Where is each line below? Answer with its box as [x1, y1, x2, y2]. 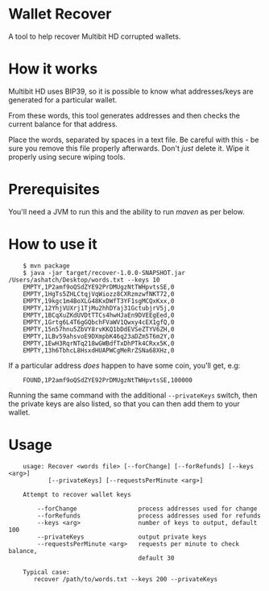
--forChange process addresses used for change [37, 505, 258, 513]
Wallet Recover [8, 5, 112, 23]
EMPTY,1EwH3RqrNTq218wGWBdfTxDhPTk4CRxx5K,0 [23, 339, 175, 348]
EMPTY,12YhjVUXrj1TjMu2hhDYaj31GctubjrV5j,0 [23, 304, 175, 312]
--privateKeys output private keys [37, 533, 207, 541]
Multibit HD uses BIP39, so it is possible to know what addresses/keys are [8, 86, 254, 96]
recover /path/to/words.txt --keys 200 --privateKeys [33, 575, 218, 583]
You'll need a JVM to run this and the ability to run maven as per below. [8, 206, 246, 216]
